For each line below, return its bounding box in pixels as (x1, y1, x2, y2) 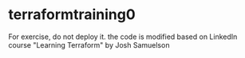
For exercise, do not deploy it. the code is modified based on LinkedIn (8, 32, 238, 41)
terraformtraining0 (8, 6, 136, 24)
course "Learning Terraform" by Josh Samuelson (8, 40, 170, 49)
